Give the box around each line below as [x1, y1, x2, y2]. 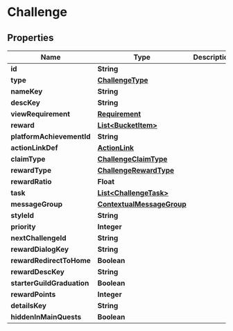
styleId [10, 211, 35, 220]
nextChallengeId [10, 233, 67, 243]
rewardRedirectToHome [10, 256, 92, 265]
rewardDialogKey [10, 244, 69, 254]
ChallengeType [97, 76, 148, 85]
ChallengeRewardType [97, 166, 175, 175]
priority [10, 222, 36, 231]
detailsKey [10, 301, 47, 310]
